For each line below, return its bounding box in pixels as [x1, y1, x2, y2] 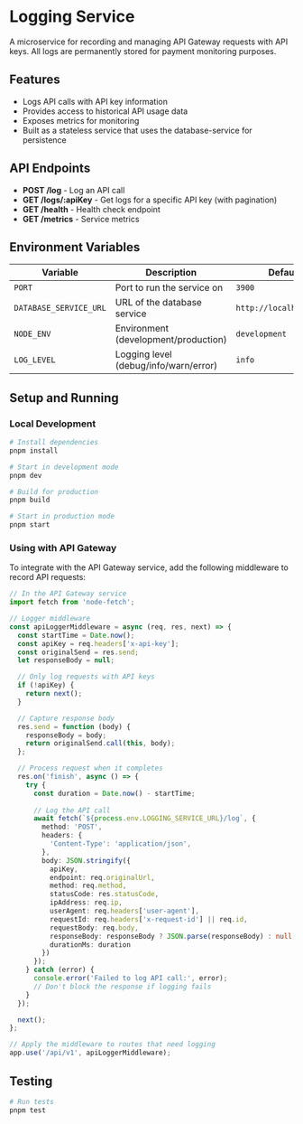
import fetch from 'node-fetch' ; [9, 598, 135, 607]
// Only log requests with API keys [17, 672, 155, 681]
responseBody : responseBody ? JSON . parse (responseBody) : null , [49, 932, 297, 941]
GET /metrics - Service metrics [22, 213, 140, 224]
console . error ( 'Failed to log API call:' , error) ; [32, 974, 228, 983]
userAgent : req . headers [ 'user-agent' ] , [49, 906, 200, 916]
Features [9, 72, 60, 88]
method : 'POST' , [41, 822, 103, 832]
